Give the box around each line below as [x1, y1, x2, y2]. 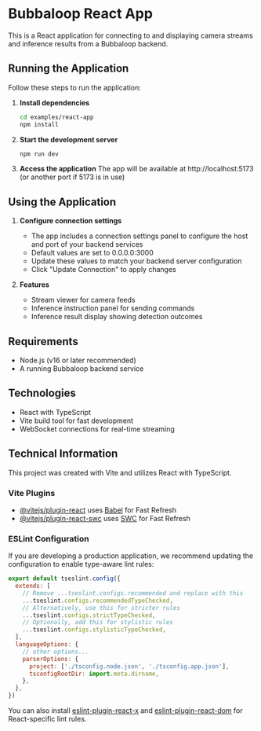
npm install [19, 120, 59, 128]
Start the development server [19, 134, 118, 144]
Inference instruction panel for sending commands [31, 303, 195, 313]
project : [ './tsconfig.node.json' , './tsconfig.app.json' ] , [28, 662, 230, 670]
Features [19, 280, 49, 289]
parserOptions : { [22, 655, 79, 663]
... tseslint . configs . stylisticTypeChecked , [22, 626, 167, 634]
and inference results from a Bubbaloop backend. [8, 39, 169, 48]
